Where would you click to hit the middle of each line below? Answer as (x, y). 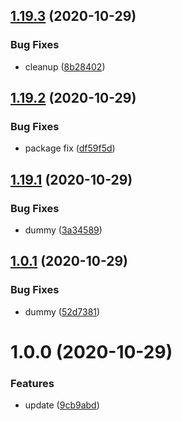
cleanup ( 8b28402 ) (65, 66)
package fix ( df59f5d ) (70, 148)
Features (32, 383)
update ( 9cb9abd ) (62, 405)
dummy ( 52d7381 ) (62, 311)
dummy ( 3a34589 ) (63, 230)
